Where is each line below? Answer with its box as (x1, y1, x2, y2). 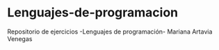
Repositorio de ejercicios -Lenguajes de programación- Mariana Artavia (7, 27, 213, 36)
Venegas (7, 34, 33, 42)
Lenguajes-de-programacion (7, 5, 179, 21)
